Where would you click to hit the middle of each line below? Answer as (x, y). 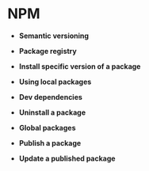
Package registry (48, 51)
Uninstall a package (52, 112)
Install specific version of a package (80, 66)
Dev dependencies (50, 97)
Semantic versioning (53, 36)
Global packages (47, 127)
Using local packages (55, 82)
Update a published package (67, 158)
